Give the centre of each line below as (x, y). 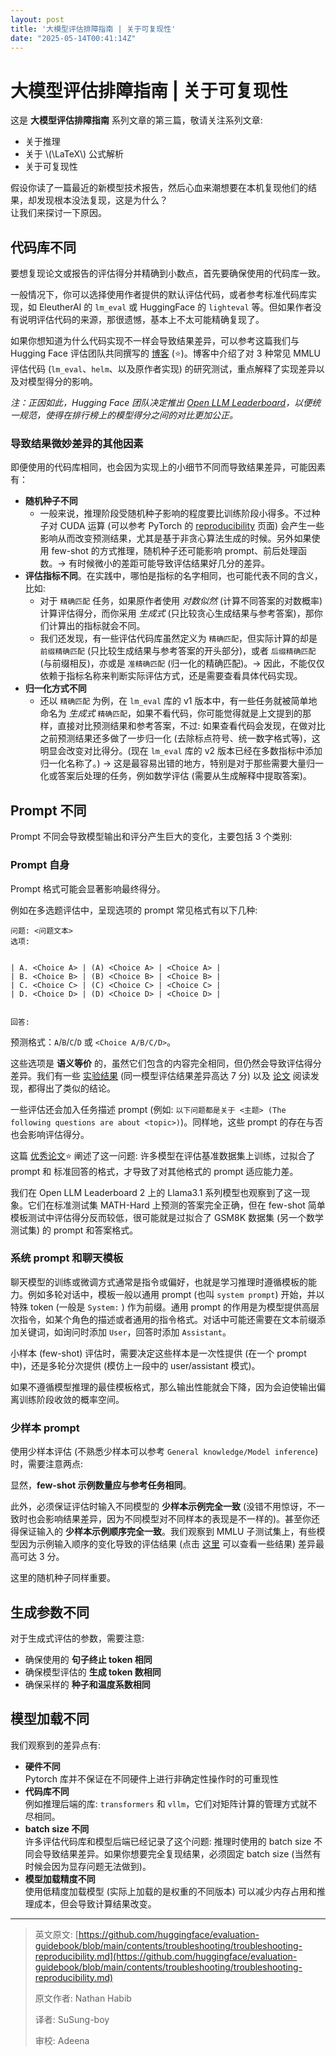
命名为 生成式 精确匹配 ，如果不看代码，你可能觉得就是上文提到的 (171, 713)
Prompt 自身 (40, 865)
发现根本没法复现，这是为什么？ (102, 200)
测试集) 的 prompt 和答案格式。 (74, 1230)
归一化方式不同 (55, 688)
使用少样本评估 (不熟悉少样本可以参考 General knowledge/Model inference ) (164, 1452)
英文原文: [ (56, 1934)
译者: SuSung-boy (72, 2019)
